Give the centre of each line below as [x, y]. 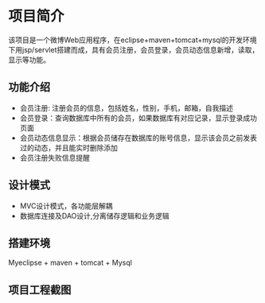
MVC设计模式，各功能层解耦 [66, 206]
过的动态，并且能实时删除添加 [68, 147]
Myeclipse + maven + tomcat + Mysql [70, 262]
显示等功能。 [29, 60]
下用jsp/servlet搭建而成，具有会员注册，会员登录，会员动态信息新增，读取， [134, 49]
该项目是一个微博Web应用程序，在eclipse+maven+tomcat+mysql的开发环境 [132, 40]
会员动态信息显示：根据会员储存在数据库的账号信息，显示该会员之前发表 [138, 138]
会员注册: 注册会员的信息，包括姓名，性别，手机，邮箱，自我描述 [126, 107]
